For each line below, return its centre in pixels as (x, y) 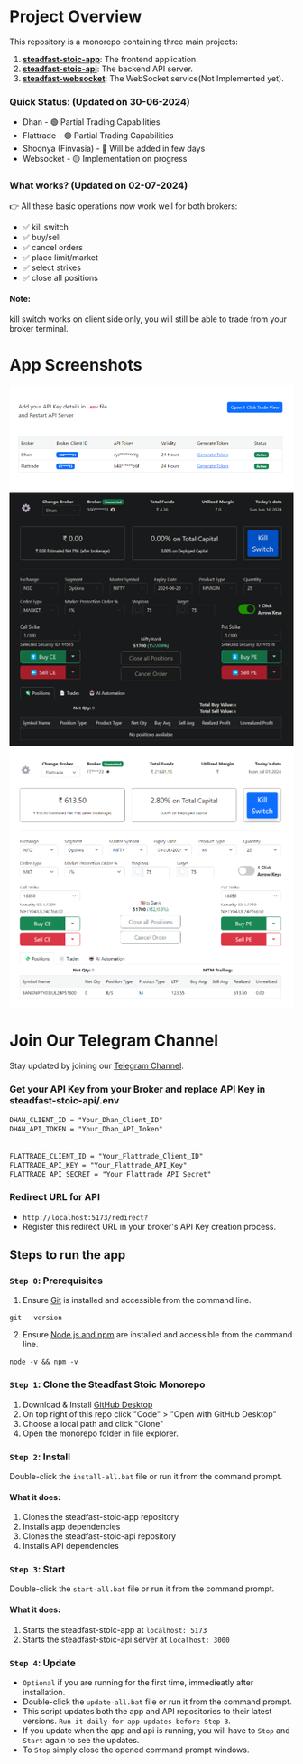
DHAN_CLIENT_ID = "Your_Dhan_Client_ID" (87, 1121)
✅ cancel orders (53, 247)
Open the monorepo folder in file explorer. (100, 1433)
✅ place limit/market (60, 257)
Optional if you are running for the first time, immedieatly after (138, 1682)
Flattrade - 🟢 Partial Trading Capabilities (98, 136)
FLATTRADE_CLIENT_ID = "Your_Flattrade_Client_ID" (106, 1157)
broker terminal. (39, 328)
